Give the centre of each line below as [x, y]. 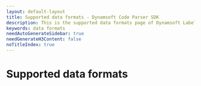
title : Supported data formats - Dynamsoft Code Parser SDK [83, 17]
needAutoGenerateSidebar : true [45, 34]
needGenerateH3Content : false [44, 39]
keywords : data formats [36, 28]
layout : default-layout [36, 12]
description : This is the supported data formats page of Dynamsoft [93, 23]
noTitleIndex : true [31, 45]
